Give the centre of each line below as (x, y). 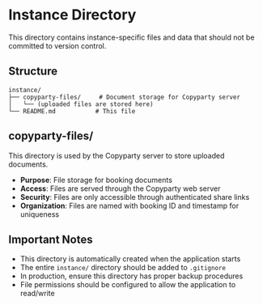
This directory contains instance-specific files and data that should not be (131, 37)
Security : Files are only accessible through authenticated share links (135, 197)
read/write (37, 294)
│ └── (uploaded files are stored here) (81, 104)
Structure (33, 72)
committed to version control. (57, 45)
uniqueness (39, 214)
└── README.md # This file (72, 111)
